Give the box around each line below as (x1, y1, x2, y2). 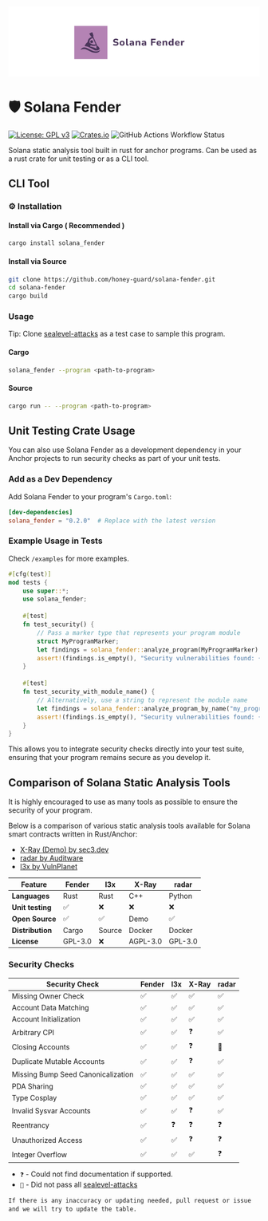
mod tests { (8, 578, 48, 586)
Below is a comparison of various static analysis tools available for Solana (8, 821, 251, 831)
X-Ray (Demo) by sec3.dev (19, 845, 109, 855)
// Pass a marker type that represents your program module (37, 628, 241, 636)
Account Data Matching (11, 1003, 89, 1013)
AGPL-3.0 (128, 936, 163, 947)
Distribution (11, 925, 53, 935)
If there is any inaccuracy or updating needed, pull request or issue (8, 1196, 251, 1204)
